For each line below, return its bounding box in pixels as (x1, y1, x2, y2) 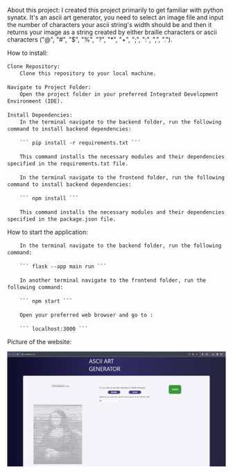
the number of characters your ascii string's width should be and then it (7, 21, 212, 28)
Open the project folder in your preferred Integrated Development (19, 91, 218, 98)
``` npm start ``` (19, 298, 73, 305)
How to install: (7, 49, 49, 57)
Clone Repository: (7, 63, 60, 70)
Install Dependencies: (7, 112, 73, 119)
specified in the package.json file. (7, 216, 116, 223)
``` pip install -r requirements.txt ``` (19, 139, 141, 146)
